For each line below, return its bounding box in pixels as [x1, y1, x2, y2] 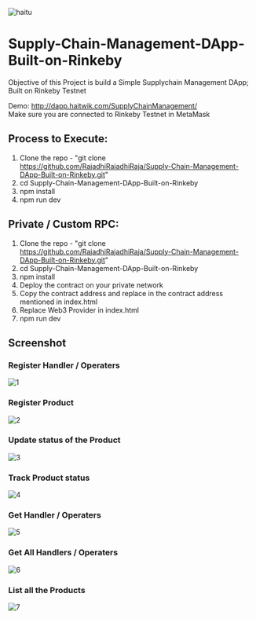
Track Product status [8, 472, 90, 483]
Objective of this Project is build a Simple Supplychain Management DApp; [8, 77, 249, 86]
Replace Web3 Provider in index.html [19, 305, 140, 314]
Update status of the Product [8, 434, 121, 445]
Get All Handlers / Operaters [8, 547, 119, 558]
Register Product [8, 397, 75, 408]
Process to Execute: [8, 132, 108, 145]
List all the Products [8, 584, 86, 595]
